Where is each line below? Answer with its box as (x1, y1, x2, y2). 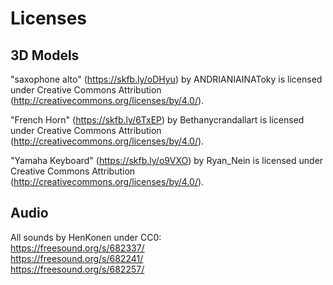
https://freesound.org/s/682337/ (10, 242, 145, 254)
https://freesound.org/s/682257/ (10, 263, 145, 275)
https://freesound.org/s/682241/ (10, 252, 144, 264)
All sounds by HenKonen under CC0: (10, 231, 162, 243)
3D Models (10, 47, 80, 64)
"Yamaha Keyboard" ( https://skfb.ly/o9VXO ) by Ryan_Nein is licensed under (10, 155, 324, 166)
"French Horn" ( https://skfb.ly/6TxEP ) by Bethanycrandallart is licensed (10, 114, 305, 126)
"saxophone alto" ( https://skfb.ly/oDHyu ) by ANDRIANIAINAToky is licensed (10, 73, 323, 85)
